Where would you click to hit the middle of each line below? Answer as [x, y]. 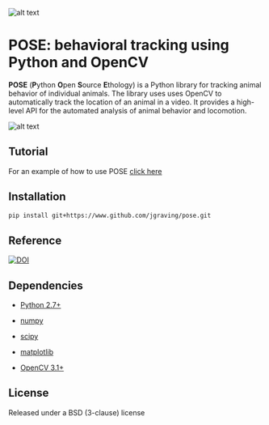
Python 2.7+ [40, 305]
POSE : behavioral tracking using [119, 45]
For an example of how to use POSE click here [85, 171]
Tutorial [28, 152]
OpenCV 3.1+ [42, 368]
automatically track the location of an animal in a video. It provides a [122, 102]
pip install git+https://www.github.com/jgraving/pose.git [110, 215]
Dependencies [46, 285]
